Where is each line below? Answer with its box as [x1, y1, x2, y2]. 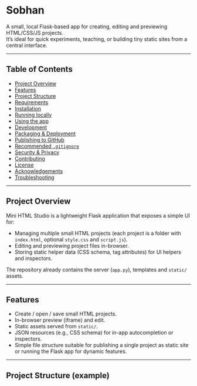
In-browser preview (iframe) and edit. [14, 317, 106, 324]
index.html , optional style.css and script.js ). [14, 236, 128, 243]
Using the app [14, 117, 49, 124]
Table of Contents [6, 64, 73, 74]
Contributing [14, 155, 45, 162]
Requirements [14, 98, 49, 106]
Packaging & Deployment [14, 130, 76, 137]
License [14, 161, 34, 168]
